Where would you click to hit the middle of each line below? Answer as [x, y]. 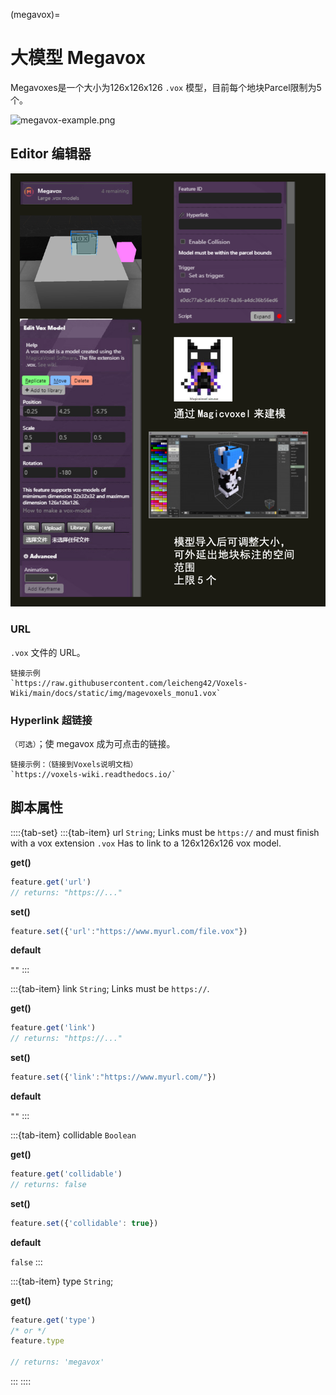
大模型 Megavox [78, 58]
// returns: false [48, 1184]
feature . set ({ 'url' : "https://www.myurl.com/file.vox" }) [129, 931]
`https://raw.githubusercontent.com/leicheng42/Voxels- [129, 683]
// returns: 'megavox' [57, 1362]
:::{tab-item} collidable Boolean [73, 1135]
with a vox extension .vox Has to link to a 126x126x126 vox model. [146, 843]
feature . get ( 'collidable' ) [66, 1174]
